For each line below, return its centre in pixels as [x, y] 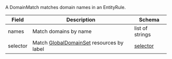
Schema [149, 20]
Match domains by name [62, 31]
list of [141, 28]
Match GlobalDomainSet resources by [78, 43]
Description [81, 20]
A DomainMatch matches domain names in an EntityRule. [66, 7]
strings [142, 35]
